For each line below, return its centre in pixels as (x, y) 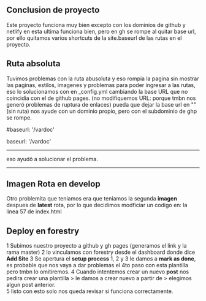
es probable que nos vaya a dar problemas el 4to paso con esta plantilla (97, 265)
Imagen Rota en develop (53, 184)
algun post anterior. (31, 285)
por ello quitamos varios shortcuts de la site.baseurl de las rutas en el (94, 38)
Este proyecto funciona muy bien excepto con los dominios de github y (96, 25)
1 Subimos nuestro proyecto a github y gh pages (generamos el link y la (97, 246)
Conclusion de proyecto (53, 10)
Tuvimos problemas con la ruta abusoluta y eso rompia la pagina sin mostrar (103, 78)
